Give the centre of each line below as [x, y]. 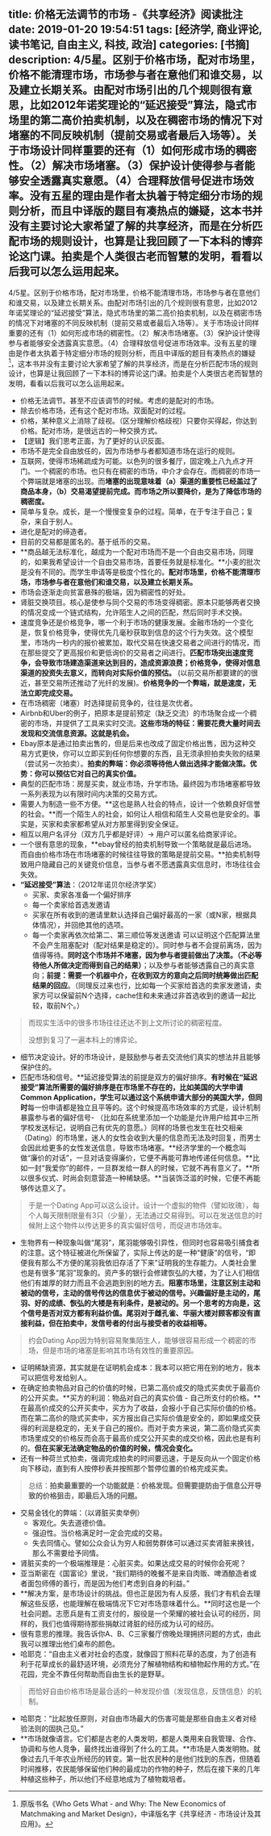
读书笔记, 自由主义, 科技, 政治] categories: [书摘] [129, 45]
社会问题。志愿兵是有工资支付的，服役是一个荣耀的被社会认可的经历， [137, 1614]
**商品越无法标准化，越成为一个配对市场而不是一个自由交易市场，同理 [137, 552]
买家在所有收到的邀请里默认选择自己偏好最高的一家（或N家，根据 [141, 915]
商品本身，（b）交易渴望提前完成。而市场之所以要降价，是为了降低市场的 [141, 491]
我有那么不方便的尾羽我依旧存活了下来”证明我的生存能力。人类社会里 [142, 1263]
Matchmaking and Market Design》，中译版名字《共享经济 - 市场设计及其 [140, 1814]
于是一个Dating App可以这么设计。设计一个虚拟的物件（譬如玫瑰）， [140, 1205]
